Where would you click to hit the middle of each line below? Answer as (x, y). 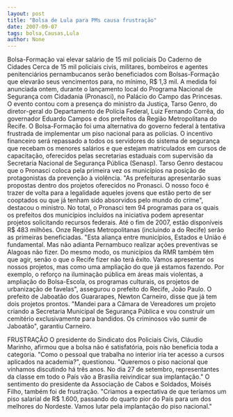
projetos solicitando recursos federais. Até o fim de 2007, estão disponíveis (115, 222)
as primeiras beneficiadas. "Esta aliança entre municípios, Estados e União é (117, 237)
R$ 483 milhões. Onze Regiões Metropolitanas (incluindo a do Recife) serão (116, 230)
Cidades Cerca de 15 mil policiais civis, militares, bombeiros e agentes (108, 67)
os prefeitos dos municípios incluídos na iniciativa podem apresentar (105, 215)
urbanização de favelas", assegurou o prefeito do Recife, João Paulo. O (110, 289)
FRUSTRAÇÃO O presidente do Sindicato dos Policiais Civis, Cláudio (105, 340)
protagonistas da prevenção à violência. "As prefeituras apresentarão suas (114, 178)
